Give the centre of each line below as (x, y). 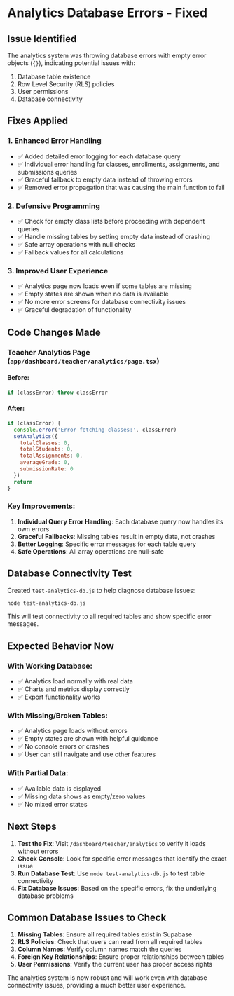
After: (16, 409)
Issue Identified (42, 39)
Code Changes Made (54, 332)
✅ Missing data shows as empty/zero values (81, 796)
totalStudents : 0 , (47, 449)
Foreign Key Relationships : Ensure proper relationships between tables (121, 957)
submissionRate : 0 (47, 469)
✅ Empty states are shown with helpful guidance (88, 739)
